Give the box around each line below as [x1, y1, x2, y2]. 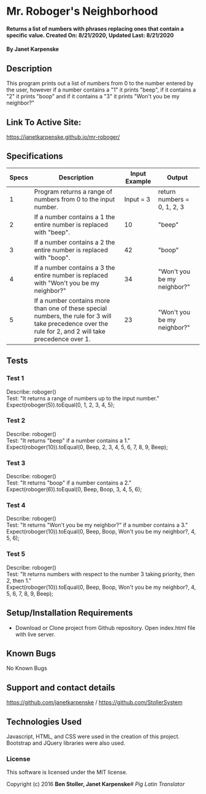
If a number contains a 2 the [34, 238, 115, 246]
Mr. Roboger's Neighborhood [6, 4, 158, 18]
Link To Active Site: [6, 117, 82, 127]
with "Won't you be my [34, 278, 100, 287]
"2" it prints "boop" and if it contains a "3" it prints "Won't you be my [6, 93, 180, 100]
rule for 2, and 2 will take [34, 327, 106, 335]
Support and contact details [6, 682, 115, 693]
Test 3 [6, 459, 26, 467]
